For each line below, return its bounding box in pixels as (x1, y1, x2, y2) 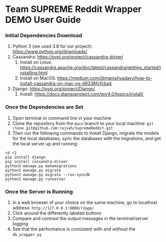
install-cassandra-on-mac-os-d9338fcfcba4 (19, 80, 112, 86)
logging (12, 221, 28, 227)
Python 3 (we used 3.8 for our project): (12, 43, 93, 49)
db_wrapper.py (12, 232, 42, 237)
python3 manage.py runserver (5, 176, 66, 181)
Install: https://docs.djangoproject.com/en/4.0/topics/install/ (19, 91, 144, 97)
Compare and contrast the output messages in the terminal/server (12, 215, 149, 221)
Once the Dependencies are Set (5, 103, 84, 110)
